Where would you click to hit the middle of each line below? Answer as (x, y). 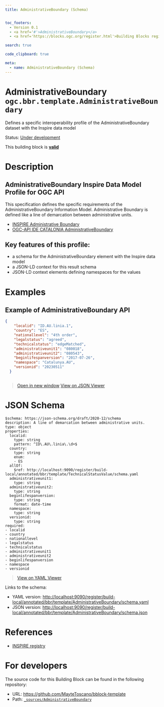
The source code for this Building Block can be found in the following (74, 679)
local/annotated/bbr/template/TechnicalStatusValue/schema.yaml (72, 474)
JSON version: (27, 607)
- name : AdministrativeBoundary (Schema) (52, 67)
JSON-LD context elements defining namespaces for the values (76, 272)
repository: (16, 684)
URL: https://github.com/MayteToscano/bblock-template (69, 694)
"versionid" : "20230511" (39, 367)
